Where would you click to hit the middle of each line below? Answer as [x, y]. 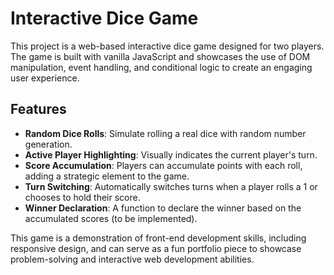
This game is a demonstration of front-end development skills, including [158, 238]
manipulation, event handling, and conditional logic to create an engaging [161, 67]
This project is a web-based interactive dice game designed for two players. [167, 46]
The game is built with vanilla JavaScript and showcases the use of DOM [160, 56]
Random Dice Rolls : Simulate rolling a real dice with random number [165, 133]
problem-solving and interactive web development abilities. [132, 259]
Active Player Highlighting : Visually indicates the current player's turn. [171, 154]
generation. [48, 144]
